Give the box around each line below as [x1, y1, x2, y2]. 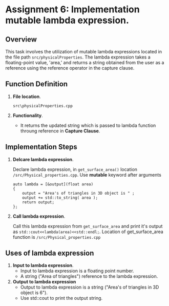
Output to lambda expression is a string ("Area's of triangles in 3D [20, 284, 159, 291]
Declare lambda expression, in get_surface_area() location [12, 166, 137, 173]
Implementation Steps [5, 143, 78, 151]
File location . [12, 93, 41, 100]
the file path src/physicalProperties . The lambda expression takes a [5, 54, 151, 60]
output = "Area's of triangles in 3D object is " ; [22, 190, 135, 196]
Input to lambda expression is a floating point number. [20, 268, 134, 274]
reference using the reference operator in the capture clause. [5, 65, 135, 71]
